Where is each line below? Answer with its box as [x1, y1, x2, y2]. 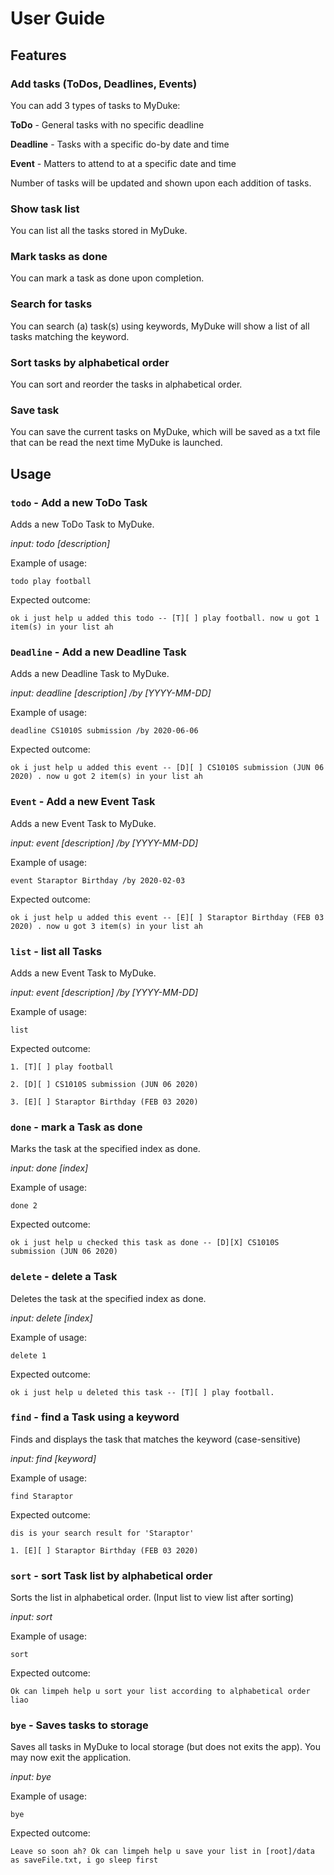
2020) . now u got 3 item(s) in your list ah [10, 921, 203, 931]
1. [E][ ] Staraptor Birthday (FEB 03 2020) [10, 1545, 199, 1556]
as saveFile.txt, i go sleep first [10, 1855, 159, 1866]
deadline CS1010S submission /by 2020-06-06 [10, 726, 199, 736]
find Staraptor [10, 1491, 74, 1501]
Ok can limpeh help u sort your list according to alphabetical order [10, 1687, 311, 1697]
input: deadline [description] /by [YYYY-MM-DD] [10, 687, 212, 699]
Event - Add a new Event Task [10, 795, 156, 809]
